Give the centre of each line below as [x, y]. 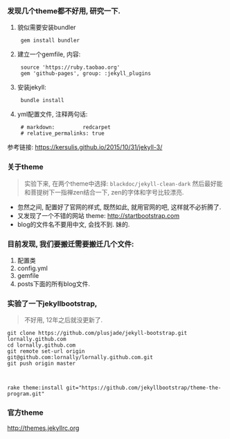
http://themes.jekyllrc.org [43, 428]
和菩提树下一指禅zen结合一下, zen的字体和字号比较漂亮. [104, 192]
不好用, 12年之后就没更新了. [63, 320]
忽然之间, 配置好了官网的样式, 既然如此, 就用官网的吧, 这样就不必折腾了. [119, 207]
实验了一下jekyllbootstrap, [52, 304]
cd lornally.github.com [42, 345]
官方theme [25, 413]
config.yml [33, 268]
